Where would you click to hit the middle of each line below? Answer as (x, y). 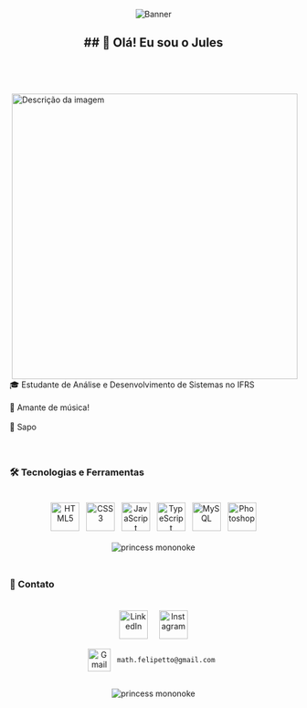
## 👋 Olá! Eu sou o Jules (153, 42)
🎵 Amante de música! (49, 407)
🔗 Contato (32, 584)
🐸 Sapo (23, 427)
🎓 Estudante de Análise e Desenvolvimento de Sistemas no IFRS (132, 385)
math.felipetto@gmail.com (166, 660)
